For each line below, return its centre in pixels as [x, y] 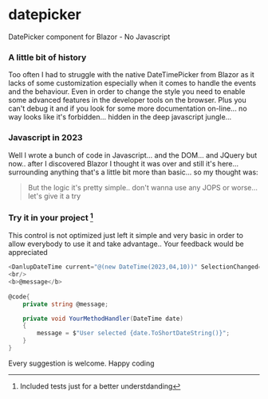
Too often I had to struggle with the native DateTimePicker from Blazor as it [132, 75]
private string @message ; [66, 304]
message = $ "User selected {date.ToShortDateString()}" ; [133, 333]
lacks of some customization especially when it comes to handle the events [132, 83]
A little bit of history [47, 57]
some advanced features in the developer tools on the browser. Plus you [127, 100]
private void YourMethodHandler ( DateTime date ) [103, 319]
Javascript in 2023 [45, 138]
